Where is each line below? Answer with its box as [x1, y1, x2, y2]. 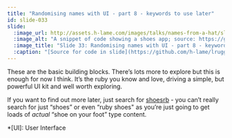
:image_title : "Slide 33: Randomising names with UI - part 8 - [13, 42, 202, 49]
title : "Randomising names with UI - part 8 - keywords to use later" [7, 10, 215, 17]
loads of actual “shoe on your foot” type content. [7, 110, 147, 118]
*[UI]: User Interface [7, 124, 66, 132]
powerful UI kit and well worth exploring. [7, 82, 123, 90]
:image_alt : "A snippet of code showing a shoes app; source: [13, 36, 196, 43]
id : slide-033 [7, 17, 48, 23]
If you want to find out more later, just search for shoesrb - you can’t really [7, 95, 219, 103]
